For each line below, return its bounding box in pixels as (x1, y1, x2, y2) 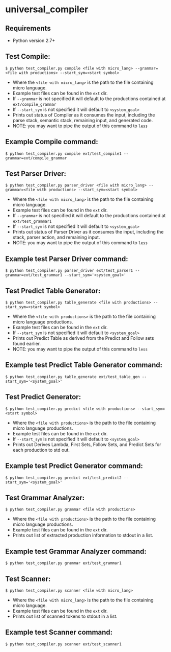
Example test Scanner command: (5, 628, 113, 637)
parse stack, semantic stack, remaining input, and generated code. (12, 117, 153, 123)
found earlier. (12, 341, 41, 347)
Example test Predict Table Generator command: (5, 361, 163, 369)
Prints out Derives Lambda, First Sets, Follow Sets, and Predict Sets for (12, 441, 161, 448)
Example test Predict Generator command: (5, 461, 144, 471)
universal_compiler (5, 4, 89, 15)
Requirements (5, 24, 51, 33)
